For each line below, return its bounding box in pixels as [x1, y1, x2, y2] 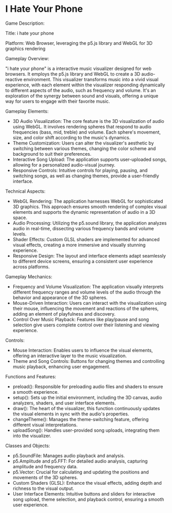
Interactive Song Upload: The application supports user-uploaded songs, [12, 156, 167, 162]
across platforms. [12, 263, 50, 270]
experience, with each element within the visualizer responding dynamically [5, 82, 165, 88]
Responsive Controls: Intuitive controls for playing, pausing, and [12, 167, 148, 173]
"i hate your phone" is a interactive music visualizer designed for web [5, 65, 152, 71]
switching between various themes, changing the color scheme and [12, 145, 156, 152]
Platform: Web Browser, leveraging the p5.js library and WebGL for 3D [5, 40, 153, 46]
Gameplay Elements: [5, 108, 49, 114]
